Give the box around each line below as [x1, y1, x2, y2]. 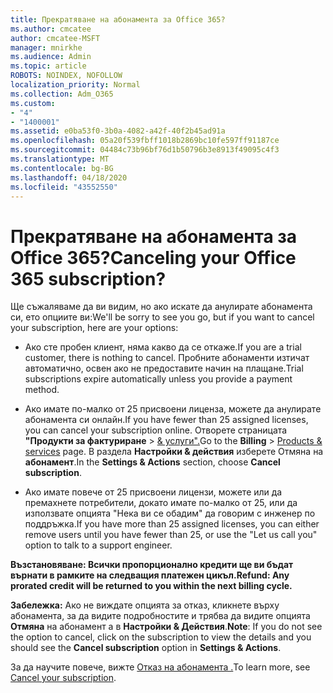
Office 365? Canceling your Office [10, 246, 297, 269]
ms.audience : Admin [10, 52, 92, 62]
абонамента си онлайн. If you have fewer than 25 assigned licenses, [24, 414, 309, 426]
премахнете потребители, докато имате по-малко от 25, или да [24, 497, 298, 509]
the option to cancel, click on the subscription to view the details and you [10, 631, 312, 643]
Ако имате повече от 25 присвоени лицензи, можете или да [24, 486, 283, 498]
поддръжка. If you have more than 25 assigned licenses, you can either [24, 518, 320, 530]
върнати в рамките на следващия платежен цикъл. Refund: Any [10, 569, 290, 581]
